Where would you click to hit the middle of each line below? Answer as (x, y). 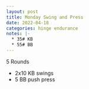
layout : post (22, 12)
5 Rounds (18, 61)
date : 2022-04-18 (28, 23)
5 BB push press (35, 79)
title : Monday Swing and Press (45, 17)
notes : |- (18, 34)
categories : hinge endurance (42, 28)
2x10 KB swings (34, 73)
